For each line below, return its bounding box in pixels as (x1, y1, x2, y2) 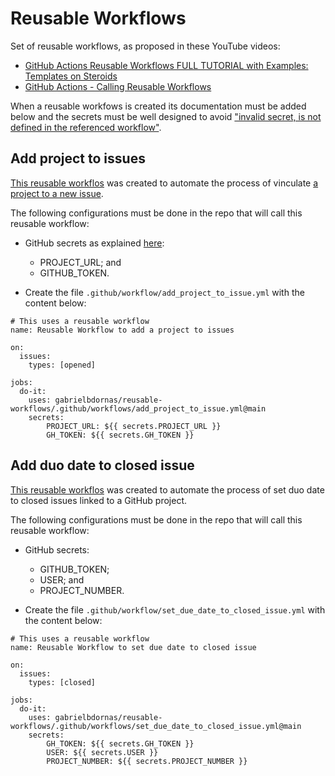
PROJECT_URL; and (39, 256, 122, 268)
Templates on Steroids (24, 70, 118, 82)
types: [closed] (28, 677, 97, 687)
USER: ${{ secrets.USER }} (46, 747, 159, 757)
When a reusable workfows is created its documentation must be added (10, 100, 307, 112)
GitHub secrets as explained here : (24, 237, 165, 249)
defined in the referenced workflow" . (10, 121, 162, 133)
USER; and (39, 573, 85, 586)
